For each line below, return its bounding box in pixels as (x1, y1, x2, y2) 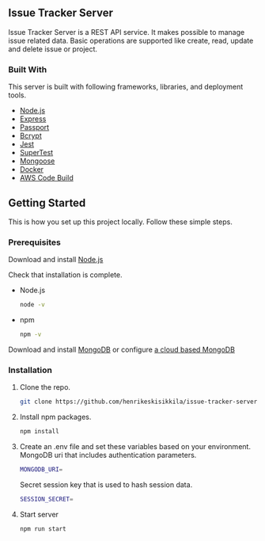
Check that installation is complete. (8, 270, 123, 280)
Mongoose (19, 156, 55, 166)
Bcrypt (19, 131, 42, 141)
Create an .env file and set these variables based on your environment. (19, 442, 252, 451)
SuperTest (19, 148, 54, 158)
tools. (8, 90, 27, 100)
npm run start (19, 524, 66, 533)
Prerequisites (8, 237, 61, 248)
